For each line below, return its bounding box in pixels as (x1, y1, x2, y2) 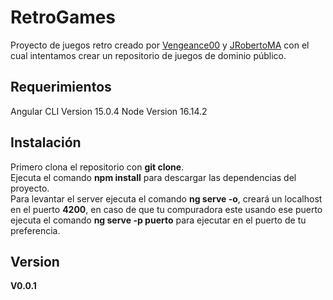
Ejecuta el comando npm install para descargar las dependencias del (10, 171, 297, 183)
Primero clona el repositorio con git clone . (10, 161, 185, 173)
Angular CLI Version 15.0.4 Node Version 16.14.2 (10, 105, 208, 117)
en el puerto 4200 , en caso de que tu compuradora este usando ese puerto (10, 203, 323, 215)
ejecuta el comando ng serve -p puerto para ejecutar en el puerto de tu (10, 214, 307, 226)
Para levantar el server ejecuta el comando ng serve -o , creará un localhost (10, 192, 323, 205)
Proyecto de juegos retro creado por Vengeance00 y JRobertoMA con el (10, 39, 310, 51)
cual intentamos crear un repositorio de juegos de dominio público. (10, 49, 287, 61)
